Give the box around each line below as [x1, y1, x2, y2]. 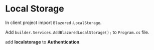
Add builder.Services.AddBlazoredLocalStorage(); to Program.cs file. [5, 29, 149, 35]
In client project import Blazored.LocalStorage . [5, 19, 102, 25]
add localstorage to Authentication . [5, 38, 81, 45]
